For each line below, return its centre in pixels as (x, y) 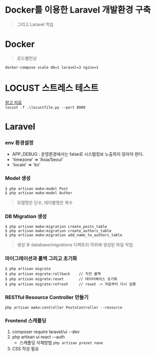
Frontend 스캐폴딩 (26, 321)
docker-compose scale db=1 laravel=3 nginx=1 (52, 67)
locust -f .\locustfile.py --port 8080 (45, 107)
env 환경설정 (19, 143)
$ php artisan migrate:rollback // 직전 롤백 (53, 274)
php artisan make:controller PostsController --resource (64, 308)
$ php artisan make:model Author (39, 193)
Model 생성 (18, 178)
